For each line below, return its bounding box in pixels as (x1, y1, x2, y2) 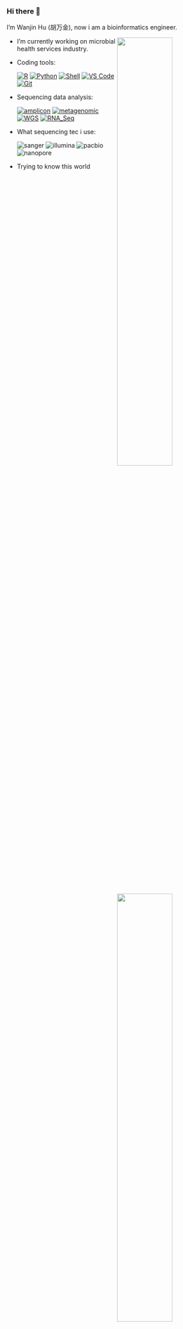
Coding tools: (16, 58, 56, 67)
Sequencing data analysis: (16, 93, 93, 101)
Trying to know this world (16, 162, 90, 171)
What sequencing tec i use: (16, 128, 96, 136)
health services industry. (16, 45, 88, 53)
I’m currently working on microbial (16, 37, 116, 46)
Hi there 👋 (6, 6, 41, 16)
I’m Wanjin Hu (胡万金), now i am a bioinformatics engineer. (6, 23, 177, 32)
